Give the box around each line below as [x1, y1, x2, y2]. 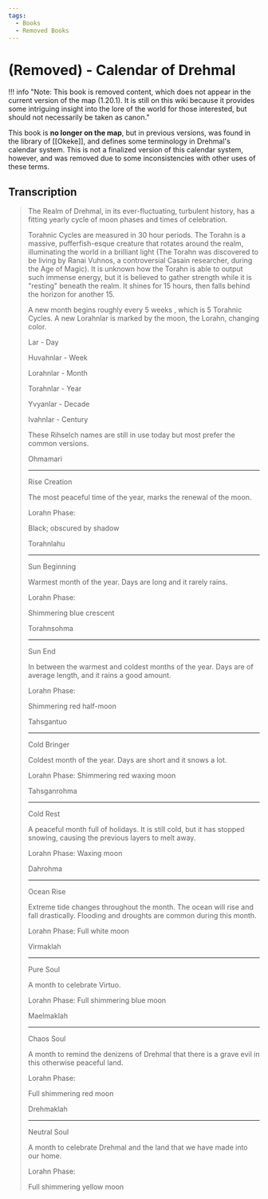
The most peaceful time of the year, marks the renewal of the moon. [27, 492, 252, 503]
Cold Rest [27, 809, 61, 818]
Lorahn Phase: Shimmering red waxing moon [27, 771, 176, 780]
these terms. [8, 162, 50, 172]
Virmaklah [27, 942, 61, 952]
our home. [27, 1151, 62, 1161]
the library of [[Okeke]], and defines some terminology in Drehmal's [8, 136, 231, 146]
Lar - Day [27, 337, 59, 347]
